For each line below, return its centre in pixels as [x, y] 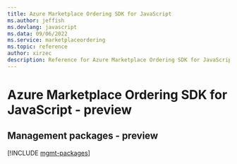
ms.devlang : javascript [42, 27]
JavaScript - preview [70, 110]
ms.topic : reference [38, 47]
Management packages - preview [83, 136]
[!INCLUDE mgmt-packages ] [49, 153]
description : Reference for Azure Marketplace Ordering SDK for [104, 60]
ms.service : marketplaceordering [56, 40]
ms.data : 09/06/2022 [38, 34]
